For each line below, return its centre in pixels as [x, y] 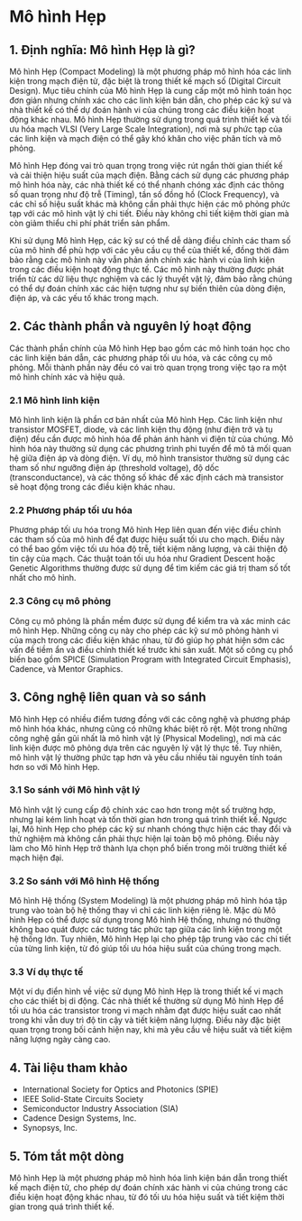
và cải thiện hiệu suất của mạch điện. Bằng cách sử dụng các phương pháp [149, 175]
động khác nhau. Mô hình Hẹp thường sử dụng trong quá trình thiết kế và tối [150, 119]
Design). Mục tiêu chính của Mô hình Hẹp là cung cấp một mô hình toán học [151, 91]
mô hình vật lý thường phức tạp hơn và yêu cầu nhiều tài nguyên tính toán [146, 757]
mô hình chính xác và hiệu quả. [67, 377]
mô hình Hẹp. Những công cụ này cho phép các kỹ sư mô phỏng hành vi [144, 630]
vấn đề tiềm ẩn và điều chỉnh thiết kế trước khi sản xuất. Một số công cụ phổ [151, 649]
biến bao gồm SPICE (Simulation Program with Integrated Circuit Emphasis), [150, 659]
